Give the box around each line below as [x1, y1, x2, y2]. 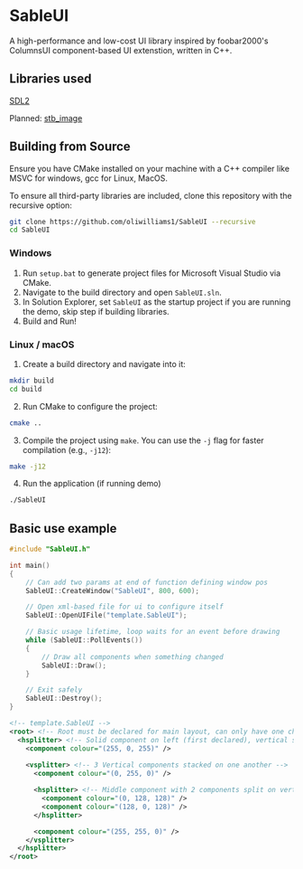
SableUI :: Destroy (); [25, 694, 103, 704]
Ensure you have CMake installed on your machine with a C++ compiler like [9, 163, 290, 174]
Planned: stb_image [9, 112, 83, 123]
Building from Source [9, 139, 131, 155]
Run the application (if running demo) [22, 478, 161, 489]
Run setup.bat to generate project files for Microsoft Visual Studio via [22, 268, 281, 279]
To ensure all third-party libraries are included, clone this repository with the [9, 190, 292, 201]
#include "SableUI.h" [9, 544, 91, 554]
